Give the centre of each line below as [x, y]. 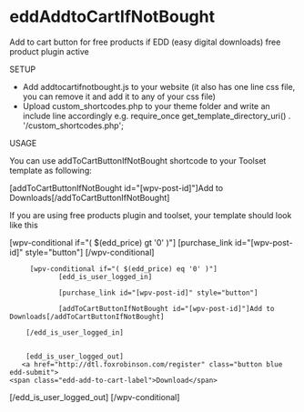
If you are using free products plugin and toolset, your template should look [151, 215]
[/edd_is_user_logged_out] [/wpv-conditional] [95, 397]
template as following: [51, 170]
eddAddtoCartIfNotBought [112, 17]
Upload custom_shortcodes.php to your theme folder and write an [146, 106]
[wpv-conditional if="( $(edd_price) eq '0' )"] [124, 269]
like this [24, 225]
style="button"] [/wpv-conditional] [90, 252]
